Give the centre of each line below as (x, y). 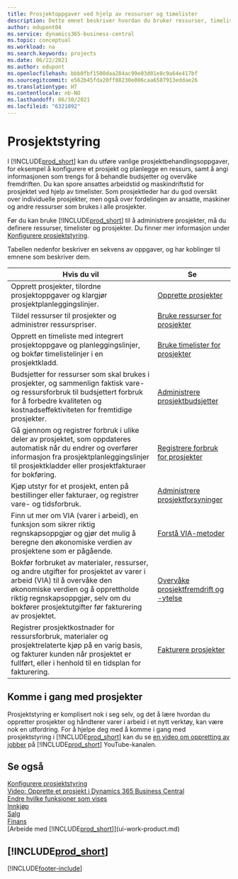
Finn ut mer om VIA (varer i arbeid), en (75, 515)
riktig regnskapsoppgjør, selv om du (71, 598)
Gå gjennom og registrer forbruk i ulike (75, 430)
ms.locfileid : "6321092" (44, 107)
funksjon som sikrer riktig (53, 524)
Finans (17, 821)
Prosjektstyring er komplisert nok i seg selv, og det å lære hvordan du (109, 714)
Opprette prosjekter (190, 295)
